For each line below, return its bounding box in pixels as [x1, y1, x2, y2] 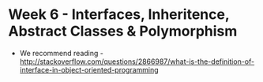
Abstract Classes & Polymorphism [8, 22, 238, 40]
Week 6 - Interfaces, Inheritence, [8, 6, 230, 24]
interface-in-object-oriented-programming [19, 65, 160, 74]
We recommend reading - [19, 48, 104, 58]
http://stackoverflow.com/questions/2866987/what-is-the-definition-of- [19, 57, 255, 66]
